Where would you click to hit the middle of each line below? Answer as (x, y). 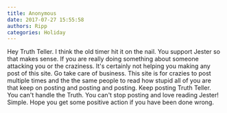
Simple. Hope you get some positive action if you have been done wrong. (111, 102)
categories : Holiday (37, 32)
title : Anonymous (32, 13)
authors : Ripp (27, 26)
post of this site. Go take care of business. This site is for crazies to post (109, 74)
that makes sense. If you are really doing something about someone (103, 59)
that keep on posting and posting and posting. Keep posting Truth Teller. (109, 88)
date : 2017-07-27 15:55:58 (46, 20)
